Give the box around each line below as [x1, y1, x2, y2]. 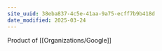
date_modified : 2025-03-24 [7, 17, 86, 24]
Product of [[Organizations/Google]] [7, 36, 112, 44]
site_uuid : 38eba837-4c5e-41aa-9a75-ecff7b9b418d [7, 10, 156, 17]
